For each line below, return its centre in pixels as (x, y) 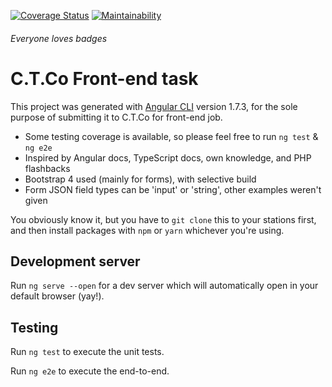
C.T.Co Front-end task (104, 78)
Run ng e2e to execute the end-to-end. (90, 371)
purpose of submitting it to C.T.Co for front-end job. (116, 117)
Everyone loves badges (59, 38)
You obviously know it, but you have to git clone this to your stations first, (163, 219)
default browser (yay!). (57, 296)
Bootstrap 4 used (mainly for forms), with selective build (140, 179)
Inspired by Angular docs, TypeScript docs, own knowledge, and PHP (168, 157)
